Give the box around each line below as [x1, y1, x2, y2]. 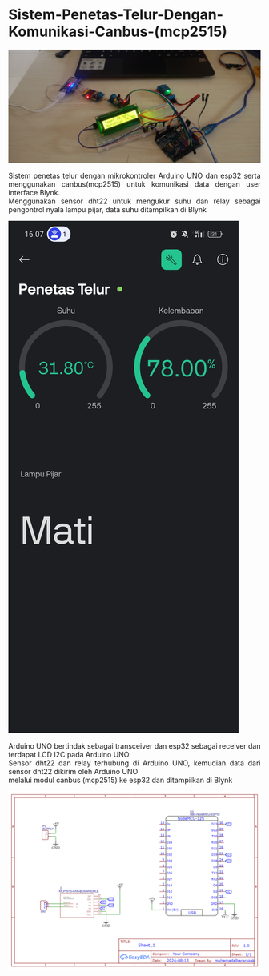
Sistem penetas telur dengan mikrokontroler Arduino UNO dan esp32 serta [8, 171, 261, 181]
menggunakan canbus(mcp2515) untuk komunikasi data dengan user [8, 179, 261, 189]
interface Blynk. [8, 188, 61, 198]
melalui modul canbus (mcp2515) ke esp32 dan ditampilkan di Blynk [8, 775, 233, 785]
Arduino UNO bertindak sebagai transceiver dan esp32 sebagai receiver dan [8, 741, 261, 751]
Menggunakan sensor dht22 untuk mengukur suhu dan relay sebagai [8, 196, 261, 206]
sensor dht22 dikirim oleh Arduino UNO [8, 767, 139, 777]
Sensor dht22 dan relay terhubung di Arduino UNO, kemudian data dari [8, 758, 261, 768]
